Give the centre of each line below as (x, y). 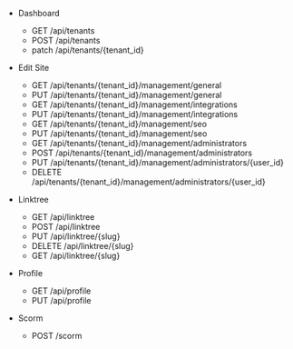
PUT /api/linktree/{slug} (76, 236)
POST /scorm (57, 336)
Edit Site (34, 68)
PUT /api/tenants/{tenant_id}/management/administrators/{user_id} (157, 162)
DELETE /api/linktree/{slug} (83, 246)
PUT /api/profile (61, 300)
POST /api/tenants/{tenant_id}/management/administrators (142, 153)
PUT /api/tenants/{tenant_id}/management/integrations (135, 114)
